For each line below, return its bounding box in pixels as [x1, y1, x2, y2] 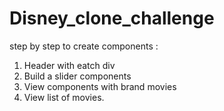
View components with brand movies [23, 80, 177, 92]
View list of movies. [23, 91, 105, 103]
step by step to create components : [9, 40, 159, 52]
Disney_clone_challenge [9, 7, 215, 30]
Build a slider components [23, 70, 132, 82]
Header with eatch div [23, 59, 116, 71]
